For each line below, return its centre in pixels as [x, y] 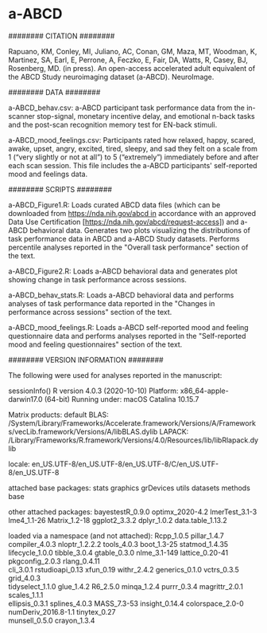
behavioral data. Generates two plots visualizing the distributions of [140, 230]
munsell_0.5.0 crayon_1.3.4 [52, 620]
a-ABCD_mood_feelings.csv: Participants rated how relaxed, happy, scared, [132, 140]
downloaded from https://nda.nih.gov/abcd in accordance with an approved [132, 213]
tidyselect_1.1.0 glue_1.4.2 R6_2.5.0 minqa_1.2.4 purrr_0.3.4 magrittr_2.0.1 [126, 586]
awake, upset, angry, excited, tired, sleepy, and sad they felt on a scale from [133, 148]
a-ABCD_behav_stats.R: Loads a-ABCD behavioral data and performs [121, 295]
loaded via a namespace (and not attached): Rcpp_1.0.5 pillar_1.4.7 [116, 536]
